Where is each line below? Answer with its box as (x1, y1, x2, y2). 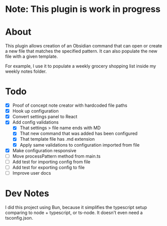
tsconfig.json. (5, 215, 33, 221)
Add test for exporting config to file (12, 164, 85, 170)
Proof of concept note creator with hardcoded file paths (12, 102, 128, 108)
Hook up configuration (12, 108, 59, 114)
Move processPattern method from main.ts (12, 153, 101, 159)
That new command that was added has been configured (19, 131, 138, 137)
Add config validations (12, 119, 59, 125)
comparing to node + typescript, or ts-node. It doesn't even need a (5, 210, 143, 216)
